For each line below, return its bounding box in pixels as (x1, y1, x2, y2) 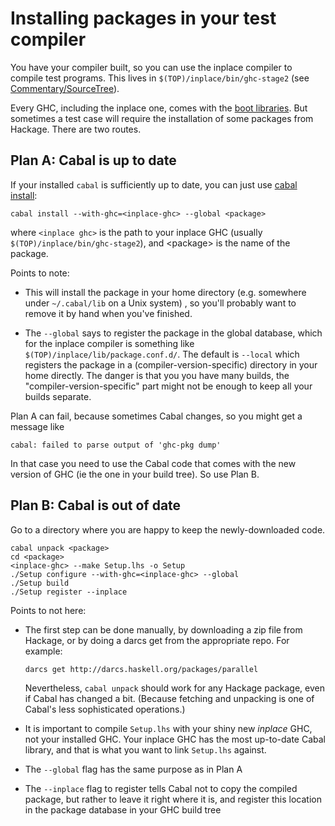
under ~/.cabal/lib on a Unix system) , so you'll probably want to (24, 297, 297, 309)
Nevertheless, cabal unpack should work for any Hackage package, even (24, 682, 325, 694)
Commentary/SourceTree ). (10, 82, 120, 94)
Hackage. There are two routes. (10, 123, 142, 135)
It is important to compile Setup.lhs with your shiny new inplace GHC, (24, 722, 313, 734)
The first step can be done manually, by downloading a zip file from (24, 623, 303, 636)
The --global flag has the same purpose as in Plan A (24, 763, 243, 775)
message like (10, 420, 65, 432)
